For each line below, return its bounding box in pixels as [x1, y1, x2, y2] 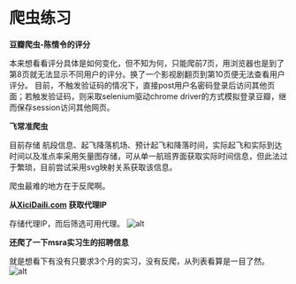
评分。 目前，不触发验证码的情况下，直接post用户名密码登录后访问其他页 [9, 80, 276, 90]
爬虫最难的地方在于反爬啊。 [9, 180, 110, 191]
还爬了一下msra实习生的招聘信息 [9, 236, 130, 248]
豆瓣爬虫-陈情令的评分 [9, 39, 91, 50]
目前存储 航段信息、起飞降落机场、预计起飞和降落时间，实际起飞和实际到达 [9, 139, 283, 150]
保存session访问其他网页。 [16, 102, 115, 112]
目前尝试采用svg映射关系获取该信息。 [39, 161, 178, 173]
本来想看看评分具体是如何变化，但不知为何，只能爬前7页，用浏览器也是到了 [9, 58, 285, 68]
